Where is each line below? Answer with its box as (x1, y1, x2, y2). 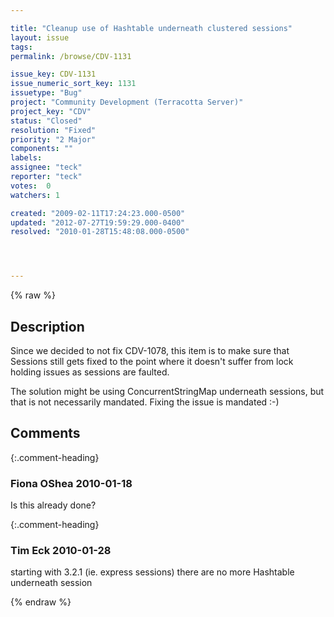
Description (10, 318, 85, 335)
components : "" (10, 144, 74, 154)
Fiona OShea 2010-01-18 (10, 476, 133, 490)
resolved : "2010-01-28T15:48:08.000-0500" (10, 227, 190, 237)
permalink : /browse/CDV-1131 (10, 51, 132, 61)
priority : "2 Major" (10, 134, 97, 145)
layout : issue (10, 32, 70, 43)
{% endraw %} (10, 596, 72, 608)
